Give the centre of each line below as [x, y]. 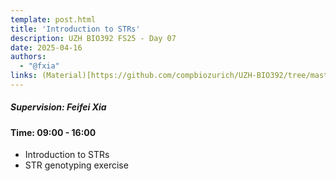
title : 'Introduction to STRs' [75, 29]
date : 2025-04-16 [46, 47]
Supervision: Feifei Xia [58, 107]
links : [24, 76]
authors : [28, 57]
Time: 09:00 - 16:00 [53, 132]
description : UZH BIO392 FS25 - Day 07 [93, 38]
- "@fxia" [39, 66]
